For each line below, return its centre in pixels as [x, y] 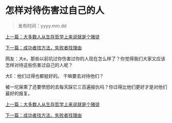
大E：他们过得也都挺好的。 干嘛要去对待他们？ [55, 76]
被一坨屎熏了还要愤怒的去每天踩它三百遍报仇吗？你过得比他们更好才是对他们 [86, 87]
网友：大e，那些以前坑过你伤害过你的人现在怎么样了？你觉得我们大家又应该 [85, 58]
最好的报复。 [19, 93]
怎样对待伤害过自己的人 [55, 11]
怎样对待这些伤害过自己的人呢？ [39, 65]
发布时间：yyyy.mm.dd [42, 26]
